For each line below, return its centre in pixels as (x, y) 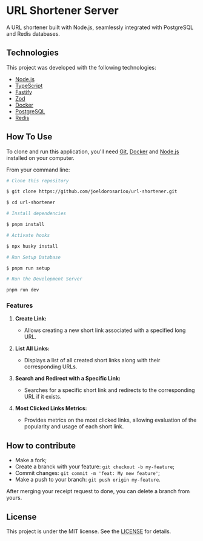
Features (20, 305)
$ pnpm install (25, 225)
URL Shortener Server (63, 11)
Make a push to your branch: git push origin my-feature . (88, 480)
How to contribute (41, 446)
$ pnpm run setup (28, 268)
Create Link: (31, 319)
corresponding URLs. (51, 367)
